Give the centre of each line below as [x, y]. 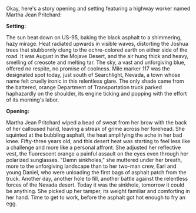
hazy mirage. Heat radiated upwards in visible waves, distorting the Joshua [97, 44]
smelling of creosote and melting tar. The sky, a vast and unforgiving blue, [96, 62]
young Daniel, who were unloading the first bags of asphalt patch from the [96, 172]
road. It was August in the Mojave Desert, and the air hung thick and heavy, [97, 56]
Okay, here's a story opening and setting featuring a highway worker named [98, 9]
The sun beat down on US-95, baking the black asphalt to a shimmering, [94, 37]
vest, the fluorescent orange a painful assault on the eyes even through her [97, 154]
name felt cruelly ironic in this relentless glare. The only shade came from [95, 81]
